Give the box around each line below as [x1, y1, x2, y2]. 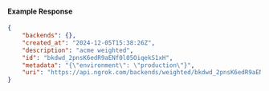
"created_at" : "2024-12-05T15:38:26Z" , [22, 38, 156, 47]
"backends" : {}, [22, 32, 77, 40]
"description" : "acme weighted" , [22, 46, 134, 54]
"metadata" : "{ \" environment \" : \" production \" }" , [22, 61, 195, 69]
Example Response [7, 6, 73, 16]
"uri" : [22, 69, 44, 77]
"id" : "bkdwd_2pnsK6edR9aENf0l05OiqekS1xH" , [22, 53, 173, 61]
